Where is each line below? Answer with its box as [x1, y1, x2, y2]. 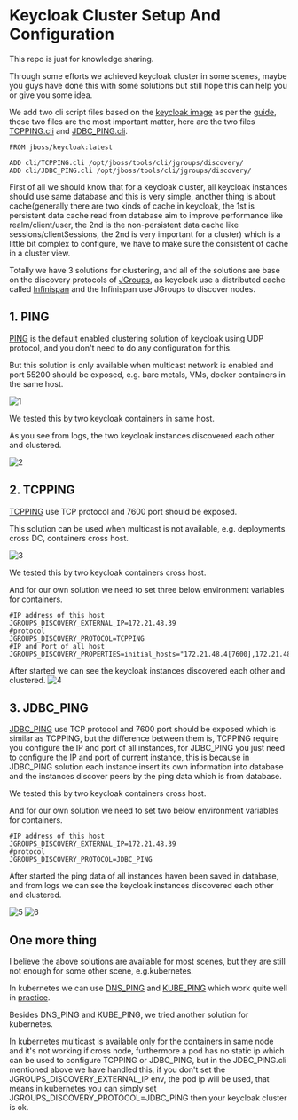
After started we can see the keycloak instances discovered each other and [9, 665, 286, 675]
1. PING [9, 310, 50, 325]
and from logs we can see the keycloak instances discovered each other [9, 880, 274, 891]
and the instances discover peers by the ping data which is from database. [9, 771, 282, 782]
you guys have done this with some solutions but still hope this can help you [9, 80, 288, 91]
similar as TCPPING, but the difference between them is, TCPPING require [9, 733, 279, 744]
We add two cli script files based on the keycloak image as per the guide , [9, 106, 277, 117]
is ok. [9, 1102, 29, 1113]
